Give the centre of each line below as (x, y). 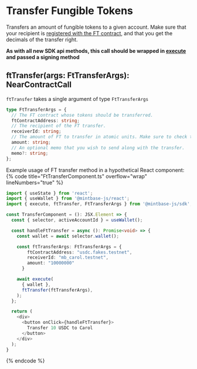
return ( (22, 312)
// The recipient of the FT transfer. (59, 126)
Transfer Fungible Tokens (70, 11)
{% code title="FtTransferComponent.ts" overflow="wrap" (77, 176)
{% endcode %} (26, 361)
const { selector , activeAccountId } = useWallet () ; (77, 220)
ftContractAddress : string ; (46, 121)
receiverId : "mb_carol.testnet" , (68, 258)
